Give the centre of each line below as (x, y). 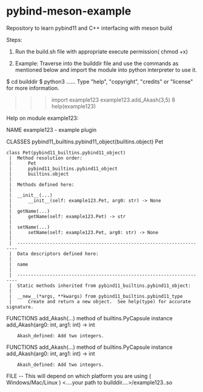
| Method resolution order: (46, 158)
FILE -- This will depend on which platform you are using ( (79, 376)
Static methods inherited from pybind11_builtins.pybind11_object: (104, 286)
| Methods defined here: (42, 184)
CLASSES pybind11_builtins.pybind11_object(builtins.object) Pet (85, 142)
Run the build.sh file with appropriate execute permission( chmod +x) (101, 51)
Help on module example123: (42, 118)
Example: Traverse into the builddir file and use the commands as (97, 63)
